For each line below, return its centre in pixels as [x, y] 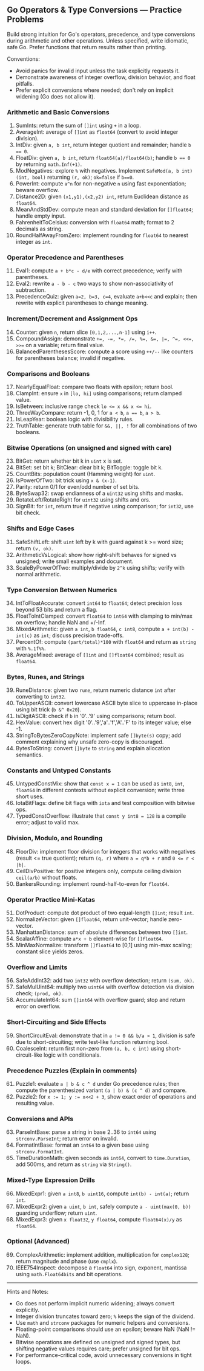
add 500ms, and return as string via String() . [74, 1164]
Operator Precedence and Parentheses [65, 258]
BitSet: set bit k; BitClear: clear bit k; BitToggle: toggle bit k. [89, 468]
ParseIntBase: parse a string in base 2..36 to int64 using [86, 1132]
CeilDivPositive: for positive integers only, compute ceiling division [98, 871]
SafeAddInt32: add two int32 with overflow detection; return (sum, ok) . [105, 981]
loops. [23, 1361]
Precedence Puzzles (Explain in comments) [72, 1071]
